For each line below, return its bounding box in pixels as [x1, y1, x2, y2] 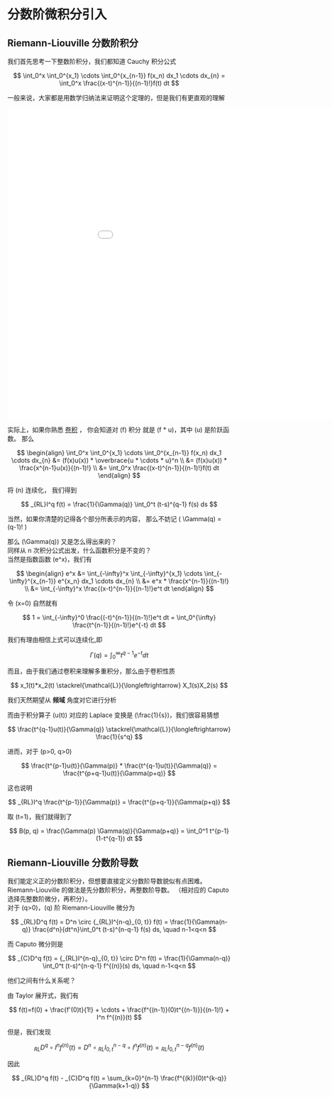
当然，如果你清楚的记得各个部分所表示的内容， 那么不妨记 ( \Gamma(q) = [7, 515, 222, 523]
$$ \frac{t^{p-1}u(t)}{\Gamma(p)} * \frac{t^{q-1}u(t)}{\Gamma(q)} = [21, 761, 218, 770]
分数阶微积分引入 [7, 6, 108, 23]
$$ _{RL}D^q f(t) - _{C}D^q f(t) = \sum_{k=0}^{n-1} [11, 1074, 160, 1082]
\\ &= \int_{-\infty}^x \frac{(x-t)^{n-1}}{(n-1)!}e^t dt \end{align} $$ [24, 584, 214, 593]
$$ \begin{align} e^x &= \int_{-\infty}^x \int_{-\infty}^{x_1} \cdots [16, 569, 203, 577]
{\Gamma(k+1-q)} [88, 1081, 140, 1090]
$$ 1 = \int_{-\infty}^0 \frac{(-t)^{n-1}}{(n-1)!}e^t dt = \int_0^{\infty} [22, 613, 216, 621]
